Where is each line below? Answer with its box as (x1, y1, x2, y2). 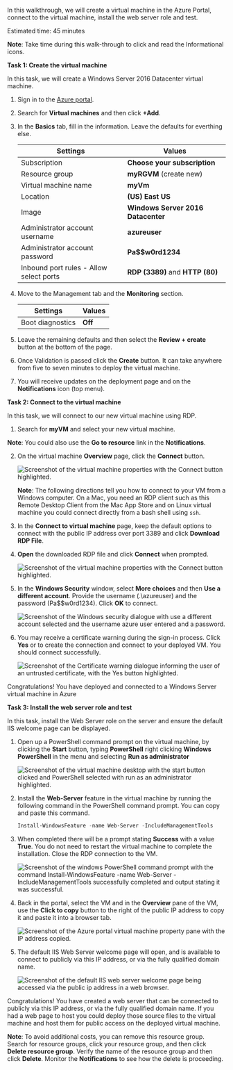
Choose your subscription (127, 158, 216, 167)
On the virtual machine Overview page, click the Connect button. (17, 452, 205, 460)
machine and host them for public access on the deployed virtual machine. (7, 1019, 221, 1027)
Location (20, 192, 50, 201)
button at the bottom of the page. (17, 343, 113, 351)
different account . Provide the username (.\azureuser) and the (17, 592, 198, 600)
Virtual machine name (20, 181, 92, 190)
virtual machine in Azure (7, 690, 77, 698)
